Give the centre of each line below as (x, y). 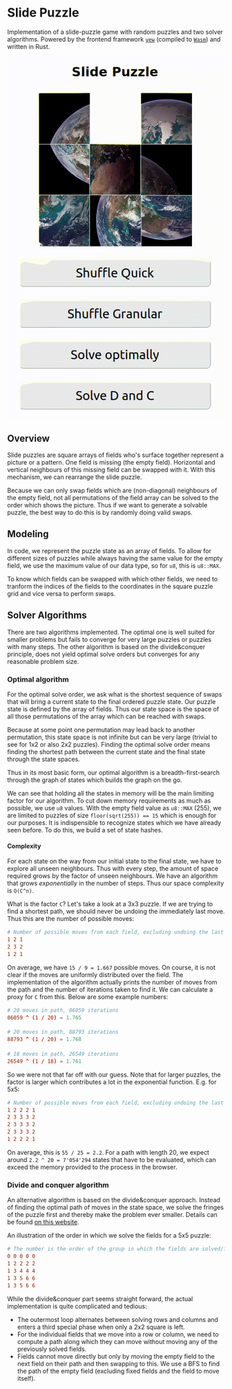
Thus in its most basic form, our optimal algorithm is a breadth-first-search (113, 773)
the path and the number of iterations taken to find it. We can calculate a (110, 989)
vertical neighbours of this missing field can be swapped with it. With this (112, 470)
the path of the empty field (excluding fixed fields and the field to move (118, 1371)
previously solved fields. (52, 1349)
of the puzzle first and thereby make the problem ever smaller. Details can (112, 1215)
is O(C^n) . (21, 891)
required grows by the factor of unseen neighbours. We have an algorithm (113, 876)
